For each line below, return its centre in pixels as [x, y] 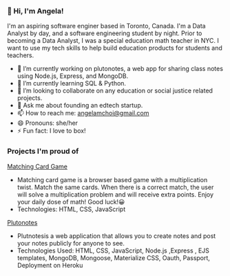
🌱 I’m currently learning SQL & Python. [71, 83]
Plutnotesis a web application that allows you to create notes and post [116, 236]
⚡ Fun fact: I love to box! [51, 131]
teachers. [21, 55]
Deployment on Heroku [50, 265]
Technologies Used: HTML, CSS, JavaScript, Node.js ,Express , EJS [113, 250]
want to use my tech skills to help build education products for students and [115, 48]
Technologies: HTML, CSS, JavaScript [71, 209]
